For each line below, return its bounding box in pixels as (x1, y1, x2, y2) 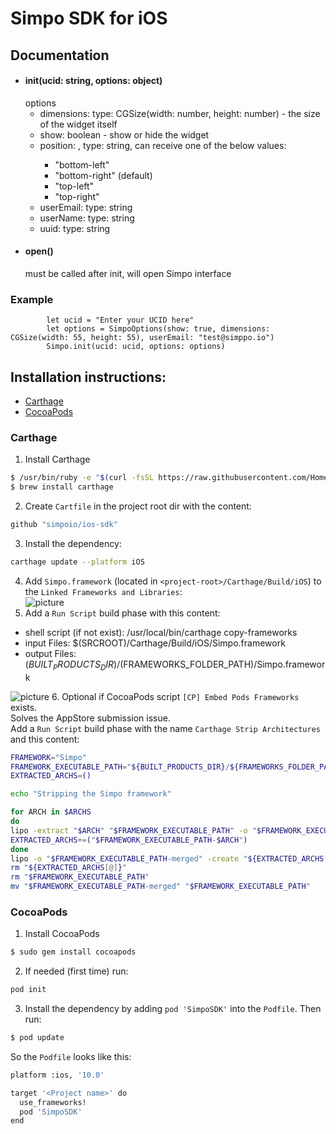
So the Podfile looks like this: (10, 1050, 132, 1062)
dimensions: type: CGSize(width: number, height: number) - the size (39, 107, 321, 119)
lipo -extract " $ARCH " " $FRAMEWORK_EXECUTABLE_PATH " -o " (10, 825, 257, 836)
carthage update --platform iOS (10, 557, 145, 567)
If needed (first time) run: (24, 965, 129, 977)
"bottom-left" (54, 158, 110, 171)
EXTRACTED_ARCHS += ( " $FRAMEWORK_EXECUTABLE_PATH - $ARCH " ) (10, 835, 248, 845)
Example (10, 292, 54, 306)
